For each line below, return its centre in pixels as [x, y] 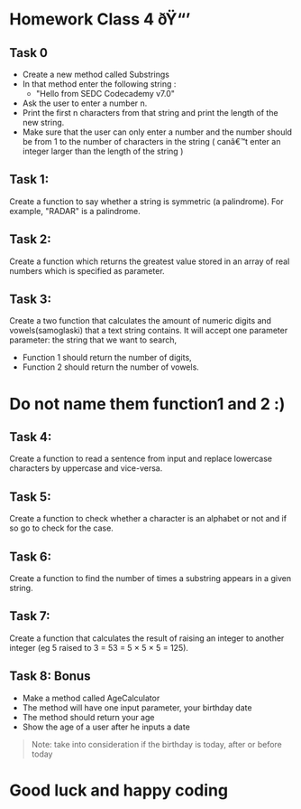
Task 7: [30, 616]
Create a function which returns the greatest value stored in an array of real [150, 261]
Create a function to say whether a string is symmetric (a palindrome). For [146, 201]
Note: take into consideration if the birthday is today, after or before [156, 744]
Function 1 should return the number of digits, [107, 358]
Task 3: [31, 300]
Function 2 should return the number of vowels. [111, 367]
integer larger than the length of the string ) [103, 151]
